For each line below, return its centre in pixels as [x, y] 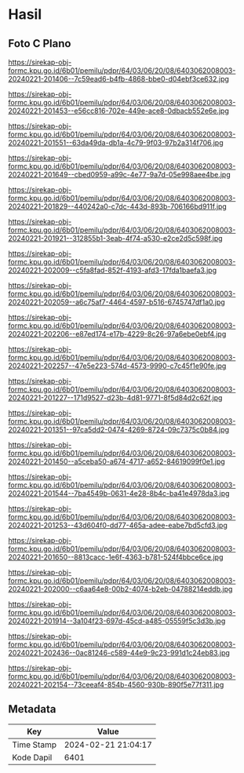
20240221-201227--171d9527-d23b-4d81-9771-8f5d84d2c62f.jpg [115, 397]
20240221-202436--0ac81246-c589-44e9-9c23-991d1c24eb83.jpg [119, 653]
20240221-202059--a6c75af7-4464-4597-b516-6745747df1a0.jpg [117, 302]
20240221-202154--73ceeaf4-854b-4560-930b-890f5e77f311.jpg [116, 685]
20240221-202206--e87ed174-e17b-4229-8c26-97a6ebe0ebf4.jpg [117, 334]
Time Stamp [35, 745]
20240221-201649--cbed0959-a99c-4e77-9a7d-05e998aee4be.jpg [119, 175]
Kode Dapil [32, 757]
